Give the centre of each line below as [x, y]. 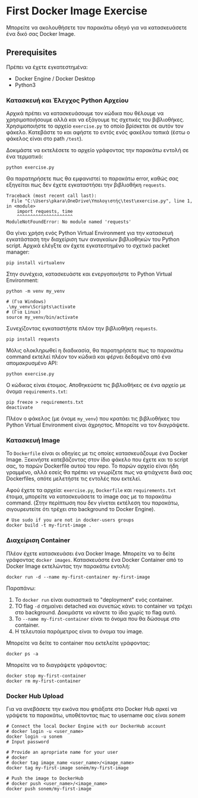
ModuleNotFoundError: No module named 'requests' [69, 222]
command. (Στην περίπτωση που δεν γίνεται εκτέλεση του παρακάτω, [93, 503]
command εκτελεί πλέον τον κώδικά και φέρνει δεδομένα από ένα [89, 357]
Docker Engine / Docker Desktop [55, 78]
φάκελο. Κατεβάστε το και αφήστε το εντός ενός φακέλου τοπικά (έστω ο [98, 132]
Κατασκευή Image [33, 440]
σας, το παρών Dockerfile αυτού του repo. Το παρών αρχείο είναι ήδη [92, 466]
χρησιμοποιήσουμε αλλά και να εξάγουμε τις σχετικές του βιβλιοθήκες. [95, 120]
